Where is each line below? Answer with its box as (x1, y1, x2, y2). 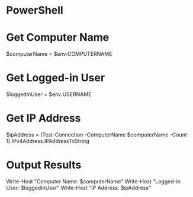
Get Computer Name (6, 31, 110, 45)
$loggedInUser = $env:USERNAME (6, 91, 92, 98)
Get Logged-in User (6, 71, 105, 85)
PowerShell (6, 4, 63, 17)
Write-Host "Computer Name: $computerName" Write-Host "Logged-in (6, 177, 181, 185)
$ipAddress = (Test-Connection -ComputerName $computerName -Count (6, 131, 188, 138)
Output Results (6, 158, 82, 172)
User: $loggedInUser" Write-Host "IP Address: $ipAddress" (6, 184, 152, 191)
